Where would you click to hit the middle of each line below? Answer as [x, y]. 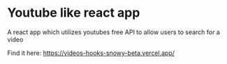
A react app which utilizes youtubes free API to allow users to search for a [113, 32]
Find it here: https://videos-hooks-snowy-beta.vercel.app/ [91, 53]
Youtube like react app [74, 13]
